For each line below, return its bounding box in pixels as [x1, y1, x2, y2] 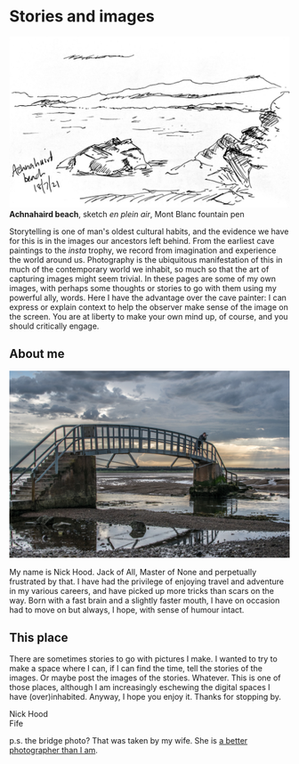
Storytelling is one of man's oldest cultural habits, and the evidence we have [9, 226, 289, 237]
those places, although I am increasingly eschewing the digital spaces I [9, 682, 271, 693]
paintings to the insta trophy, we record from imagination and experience [9, 245, 277, 256]
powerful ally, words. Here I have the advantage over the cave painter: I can [9, 292, 287, 304]
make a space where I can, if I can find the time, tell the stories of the [9, 663, 263, 674]
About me [9, 346, 65, 362]
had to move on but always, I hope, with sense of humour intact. [9, 604, 245, 615]
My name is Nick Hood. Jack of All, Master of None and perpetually [9, 566, 257, 577]
